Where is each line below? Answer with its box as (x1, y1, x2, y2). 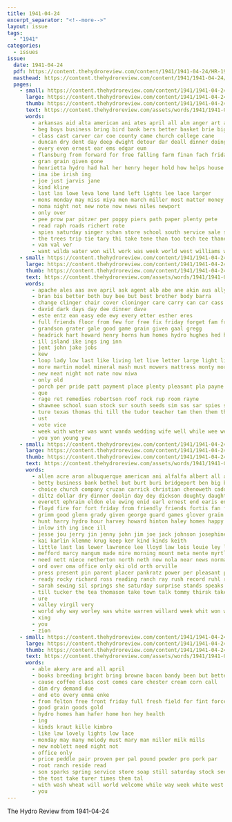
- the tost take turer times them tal (32, 775, 144, 782)
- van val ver (32, 241, 72, 249)
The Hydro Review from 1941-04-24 (7, 807, 109, 815)
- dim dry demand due (32, 685, 95, 692)
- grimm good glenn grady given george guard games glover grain (32, 512, 224, 519)
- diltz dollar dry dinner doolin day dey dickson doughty (32, 492, 206, 499)
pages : (13, 81, 32, 88)
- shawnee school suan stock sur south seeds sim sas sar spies (32, 402, 221, 409)
